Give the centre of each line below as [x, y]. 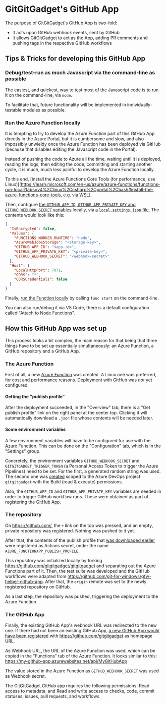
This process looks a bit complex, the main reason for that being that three [81, 340]
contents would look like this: [35, 215]
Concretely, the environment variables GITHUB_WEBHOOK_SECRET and [72, 461]
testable [13, 110]
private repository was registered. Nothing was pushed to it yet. [70, 530]
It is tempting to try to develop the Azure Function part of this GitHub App [80, 133]
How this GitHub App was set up [56, 328]
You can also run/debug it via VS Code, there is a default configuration [77, 308]
